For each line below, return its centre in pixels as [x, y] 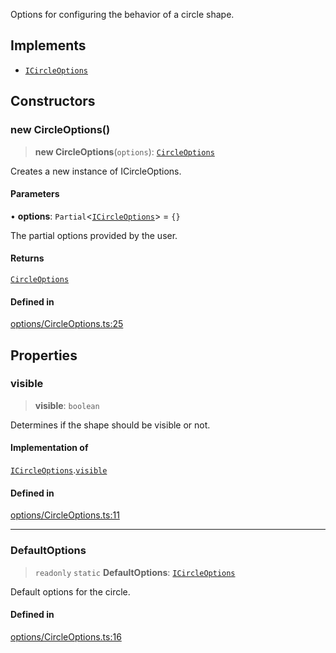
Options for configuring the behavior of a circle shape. [122, 14]
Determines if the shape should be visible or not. [110, 425]
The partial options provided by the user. [94, 235]
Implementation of [49, 448]
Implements [48, 45]
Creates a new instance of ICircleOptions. [96, 171]
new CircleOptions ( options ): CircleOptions [124, 151]
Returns [27, 258]
